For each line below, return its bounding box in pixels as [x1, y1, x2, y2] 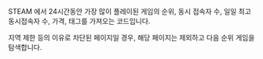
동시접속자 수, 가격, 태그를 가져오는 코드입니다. [8, 16, 151, 26]
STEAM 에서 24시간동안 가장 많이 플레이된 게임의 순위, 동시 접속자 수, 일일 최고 [8, 7, 251, 16]
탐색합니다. [8, 43, 42, 52]
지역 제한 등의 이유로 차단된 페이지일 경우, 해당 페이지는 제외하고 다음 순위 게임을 [8, 33, 255, 42]
